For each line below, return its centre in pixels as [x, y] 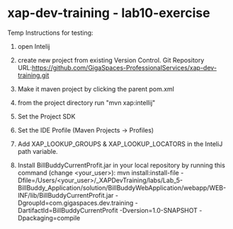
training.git [33, 75]
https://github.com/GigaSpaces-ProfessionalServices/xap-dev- [124, 67]
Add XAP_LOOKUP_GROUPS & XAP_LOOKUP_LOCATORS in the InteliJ [120, 144]
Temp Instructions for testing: [50, 33]
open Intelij [34, 46]
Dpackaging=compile [49, 218]
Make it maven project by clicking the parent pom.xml [96, 89]
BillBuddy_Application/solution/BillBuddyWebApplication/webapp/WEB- [122, 188]
